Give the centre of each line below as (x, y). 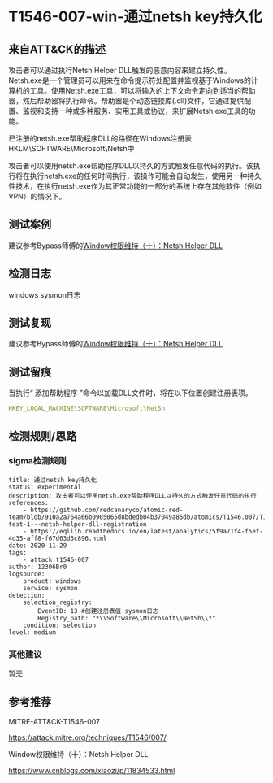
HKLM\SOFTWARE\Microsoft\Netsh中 (71, 148)
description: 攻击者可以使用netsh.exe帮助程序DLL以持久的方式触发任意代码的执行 (133, 496)
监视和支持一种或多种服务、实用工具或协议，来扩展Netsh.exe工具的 (136, 111)
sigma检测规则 (37, 461)
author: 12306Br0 (38, 567)
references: (28, 502)
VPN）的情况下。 (37, 196)
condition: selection (59, 625)
